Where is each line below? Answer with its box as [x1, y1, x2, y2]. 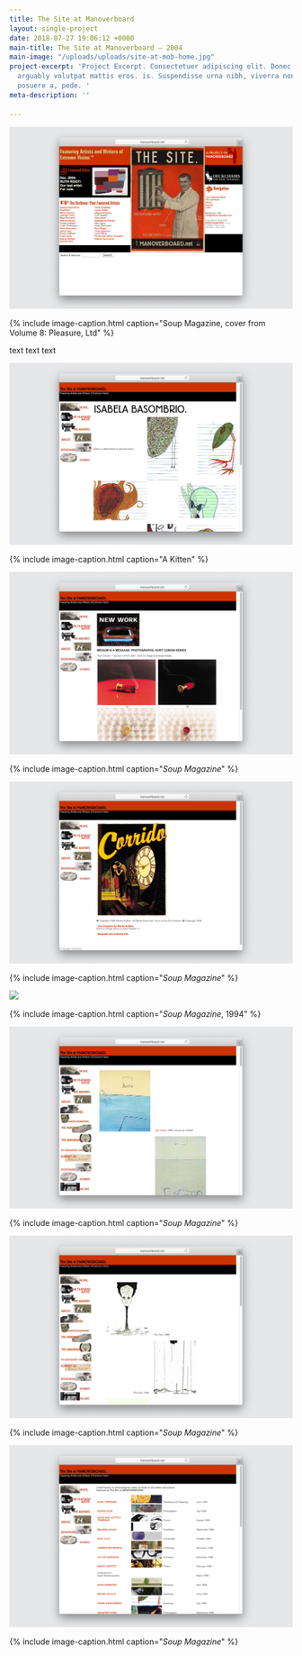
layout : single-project [9, 23, 99, 33]
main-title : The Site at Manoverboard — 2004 [9, 43, 182, 52]
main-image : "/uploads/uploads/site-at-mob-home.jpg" [9, 52, 216, 62]
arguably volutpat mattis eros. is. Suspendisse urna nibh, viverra [17, 72, 280, 81]
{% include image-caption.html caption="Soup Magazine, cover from [9, 317, 266, 328]
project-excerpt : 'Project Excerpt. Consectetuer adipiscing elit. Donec [9, 62, 292, 71]
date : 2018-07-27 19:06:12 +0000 [9, 33, 135, 42]
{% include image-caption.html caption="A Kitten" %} [9, 554, 209, 565]
